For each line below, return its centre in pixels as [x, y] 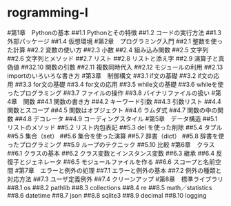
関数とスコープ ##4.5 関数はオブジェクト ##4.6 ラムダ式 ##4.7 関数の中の [112, 110]
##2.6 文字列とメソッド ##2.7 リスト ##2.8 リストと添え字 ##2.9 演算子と [113, 58]
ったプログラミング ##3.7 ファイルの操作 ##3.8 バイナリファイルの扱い [109, 93]
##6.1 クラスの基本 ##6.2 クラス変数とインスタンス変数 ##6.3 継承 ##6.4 [111, 153]
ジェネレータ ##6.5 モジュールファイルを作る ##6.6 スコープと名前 [120, 162]
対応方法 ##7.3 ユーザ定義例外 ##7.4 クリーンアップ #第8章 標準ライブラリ [115, 179]
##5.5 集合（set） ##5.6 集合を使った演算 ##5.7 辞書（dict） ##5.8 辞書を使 [116, 136]
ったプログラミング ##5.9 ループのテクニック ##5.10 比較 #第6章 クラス [111, 144]
